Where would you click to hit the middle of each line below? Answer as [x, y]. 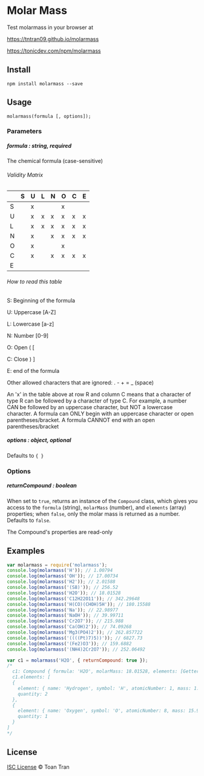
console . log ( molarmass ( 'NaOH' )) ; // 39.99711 [65, 616]
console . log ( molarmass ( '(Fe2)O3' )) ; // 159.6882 [69, 643]
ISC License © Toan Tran [38, 767]
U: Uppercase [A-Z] [31, 312]
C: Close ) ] [21, 359]
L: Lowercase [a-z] [31, 324]
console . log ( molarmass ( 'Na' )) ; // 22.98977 [63, 610]
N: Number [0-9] [28, 335]
